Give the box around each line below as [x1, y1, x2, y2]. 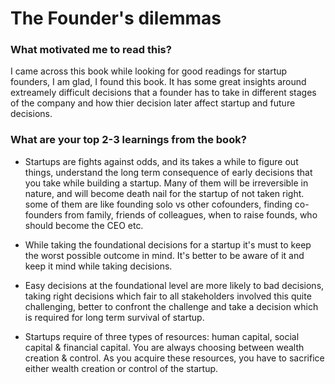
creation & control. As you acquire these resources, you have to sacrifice [24, 352, 325, 364]
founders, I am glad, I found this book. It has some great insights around [10, 76, 307, 88]
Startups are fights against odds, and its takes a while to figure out [24, 155, 299, 167]
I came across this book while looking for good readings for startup [10, 65, 288, 77]
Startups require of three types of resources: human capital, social [24, 330, 300, 342]
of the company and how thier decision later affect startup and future [10, 97, 296, 109]
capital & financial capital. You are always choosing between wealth [24, 341, 305, 353]
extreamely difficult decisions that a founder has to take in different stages [10, 87, 317, 99]
